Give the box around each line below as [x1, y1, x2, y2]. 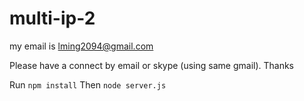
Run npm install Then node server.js [9, 78, 167, 91]
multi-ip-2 [9, 7, 96, 30]
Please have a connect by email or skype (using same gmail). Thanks [9, 59, 295, 71]
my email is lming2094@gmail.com [9, 40, 154, 52]
